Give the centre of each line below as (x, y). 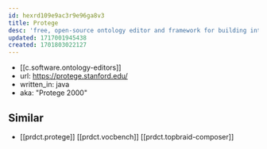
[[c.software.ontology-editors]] (70, 67)
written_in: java (44, 85)
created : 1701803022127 (48, 45)
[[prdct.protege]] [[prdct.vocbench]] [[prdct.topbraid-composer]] (127, 136)
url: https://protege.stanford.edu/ (74, 76)
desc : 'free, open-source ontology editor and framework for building (128, 30)
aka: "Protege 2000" (53, 93)
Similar (26, 118)
